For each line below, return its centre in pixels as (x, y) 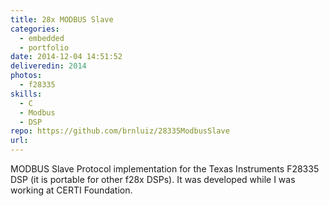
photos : (26, 76)
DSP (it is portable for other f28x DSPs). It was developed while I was (153, 179)
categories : (35, 29)
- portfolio (44, 47)
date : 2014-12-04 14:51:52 (66, 57)
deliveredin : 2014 (48, 66)
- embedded (42, 38)
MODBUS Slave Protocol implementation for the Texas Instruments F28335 (165, 169)
